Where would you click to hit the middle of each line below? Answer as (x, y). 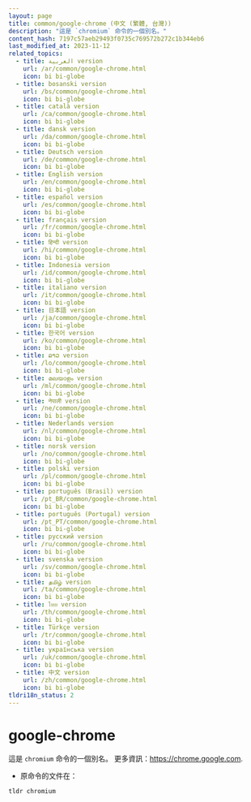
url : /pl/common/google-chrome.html (85, 476)
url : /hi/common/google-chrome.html (85, 250)
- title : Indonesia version (63, 265)
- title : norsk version (55, 446)
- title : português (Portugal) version (83, 514)
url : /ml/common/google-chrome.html (85, 386)
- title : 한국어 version (55, 333)
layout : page (30, 16)
